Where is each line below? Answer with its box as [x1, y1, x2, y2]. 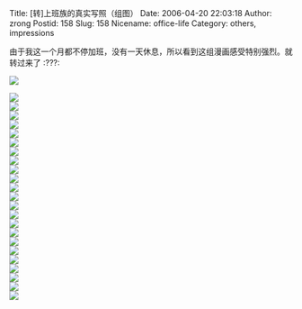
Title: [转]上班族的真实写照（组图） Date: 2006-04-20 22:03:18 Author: [9, 8, 272, 18]
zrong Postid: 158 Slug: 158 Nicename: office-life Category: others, [9, 18, 257, 29]
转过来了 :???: [9, 58, 60, 68]
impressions [9, 28, 55, 38]
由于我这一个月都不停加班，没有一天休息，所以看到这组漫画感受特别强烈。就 [9, 46, 293, 57]
